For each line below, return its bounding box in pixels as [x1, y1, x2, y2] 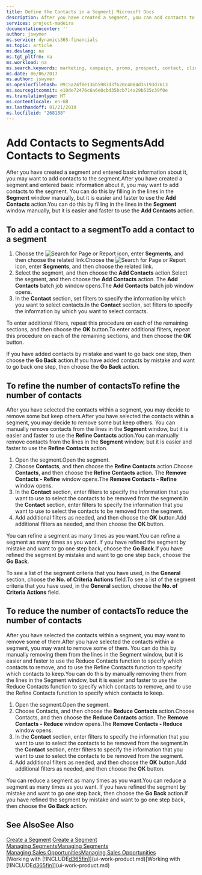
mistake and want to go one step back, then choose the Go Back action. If [6, 789, 188, 797]
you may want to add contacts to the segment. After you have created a [6, 175, 183, 182]
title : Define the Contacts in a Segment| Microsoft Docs [6, 8, 155, 15]
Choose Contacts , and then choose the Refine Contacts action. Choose [14, 462, 194, 469]
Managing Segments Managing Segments [6, 842, 109, 850]
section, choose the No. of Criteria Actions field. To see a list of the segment [6, 576, 196, 583]
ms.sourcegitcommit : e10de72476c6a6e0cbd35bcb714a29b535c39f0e [6, 87, 168, 94]
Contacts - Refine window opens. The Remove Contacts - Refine [14, 475, 177, 483]
